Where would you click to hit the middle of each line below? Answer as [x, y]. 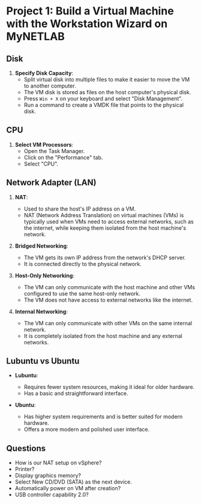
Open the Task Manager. [54, 151]
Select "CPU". [41, 164]
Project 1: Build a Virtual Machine [90, 11]
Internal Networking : [41, 311]
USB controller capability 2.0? [52, 495]
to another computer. [50, 86]
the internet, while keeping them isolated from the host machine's [105, 228]
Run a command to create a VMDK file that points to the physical [104, 105]
